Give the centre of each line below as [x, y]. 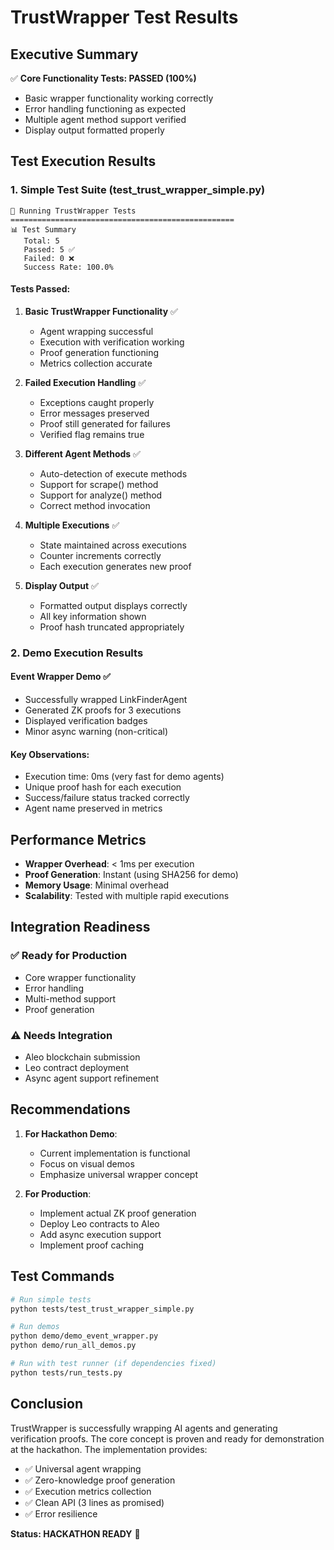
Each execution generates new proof [115, 566]
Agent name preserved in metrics [93, 808]
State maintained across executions [113, 545]
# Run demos [35, 1327]
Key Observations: [50, 754]
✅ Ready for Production [69, 956]
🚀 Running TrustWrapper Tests [73, 211]
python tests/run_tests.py [66, 1372]
